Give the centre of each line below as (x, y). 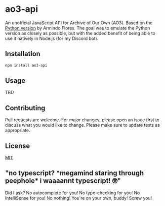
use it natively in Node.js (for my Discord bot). (52, 38)
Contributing (25, 108)
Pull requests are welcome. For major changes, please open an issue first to (82, 120)
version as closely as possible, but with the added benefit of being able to (80, 33)
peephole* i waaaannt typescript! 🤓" (63, 181)
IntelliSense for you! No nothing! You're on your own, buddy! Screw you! (79, 198)
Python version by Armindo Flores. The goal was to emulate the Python (78, 28)
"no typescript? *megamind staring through (75, 173)
